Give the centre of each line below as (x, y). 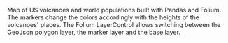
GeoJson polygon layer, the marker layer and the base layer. (94, 32)
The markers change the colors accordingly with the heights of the (103, 17)
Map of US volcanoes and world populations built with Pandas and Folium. (114, 10)
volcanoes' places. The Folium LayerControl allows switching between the (114, 25)
